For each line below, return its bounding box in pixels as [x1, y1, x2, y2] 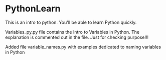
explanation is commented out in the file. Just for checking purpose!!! [5, 34, 149, 40]
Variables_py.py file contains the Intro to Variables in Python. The [5, 29, 139, 35]
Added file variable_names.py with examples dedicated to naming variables [5, 44, 161, 50]
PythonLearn [5, 3, 61, 14]
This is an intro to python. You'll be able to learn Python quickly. [5, 19, 137, 25]
